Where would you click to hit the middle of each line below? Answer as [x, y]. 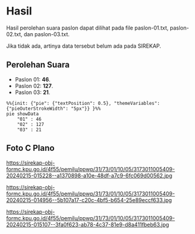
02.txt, [14, 34]
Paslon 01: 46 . [33, 79]
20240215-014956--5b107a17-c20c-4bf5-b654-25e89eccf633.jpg [89, 200]
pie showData [23, 114]
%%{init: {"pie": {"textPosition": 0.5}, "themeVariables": [83, 103]
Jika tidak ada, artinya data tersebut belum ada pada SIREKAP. [84, 46]
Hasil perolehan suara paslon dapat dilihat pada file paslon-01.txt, [88, 28]
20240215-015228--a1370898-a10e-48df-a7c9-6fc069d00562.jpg [89, 175]
